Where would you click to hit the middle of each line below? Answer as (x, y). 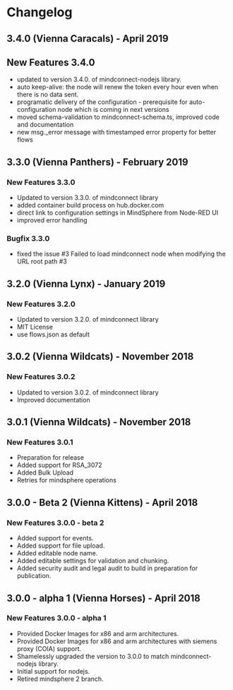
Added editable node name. (57, 553)
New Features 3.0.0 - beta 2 (55, 523)
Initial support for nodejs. (53, 671)
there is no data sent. (48, 95)
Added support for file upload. (61, 545)
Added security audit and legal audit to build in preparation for (107, 568)
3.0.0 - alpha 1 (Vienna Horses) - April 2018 (103, 598)
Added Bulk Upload (45, 473)
